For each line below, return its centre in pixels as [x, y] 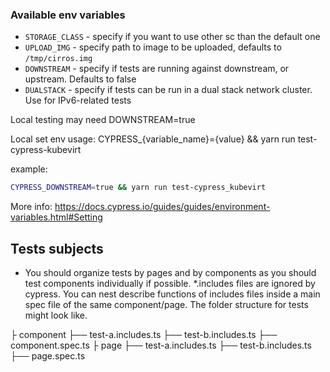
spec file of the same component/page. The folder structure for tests [166, 304]
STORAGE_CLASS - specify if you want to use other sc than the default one [172, 37]
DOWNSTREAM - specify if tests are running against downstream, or [157, 69]
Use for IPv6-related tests [78, 100]
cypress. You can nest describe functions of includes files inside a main [172, 294]
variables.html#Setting [56, 217]
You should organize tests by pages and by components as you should [170, 272]
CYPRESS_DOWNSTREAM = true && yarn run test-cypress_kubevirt [138, 188]
